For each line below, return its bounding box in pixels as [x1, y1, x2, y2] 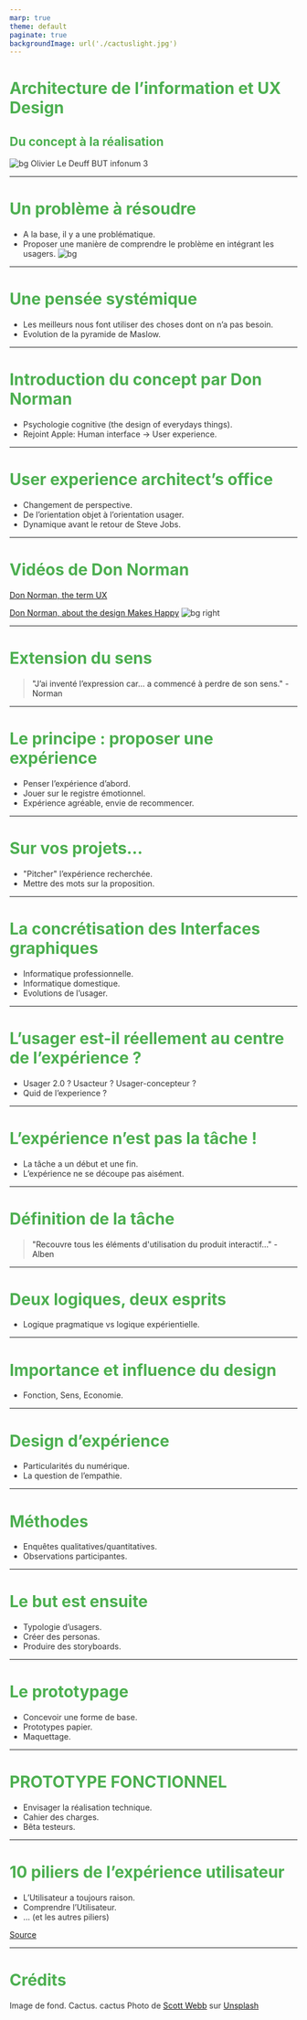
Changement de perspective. [22, 500, 132, 510]
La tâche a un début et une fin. [22, 1158, 139, 1169]
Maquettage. [22, 1731, 71, 1742]
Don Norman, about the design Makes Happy [9, 607, 180, 618]
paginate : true [9, 30, 68, 39]
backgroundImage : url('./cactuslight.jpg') [9, 38, 178, 48]
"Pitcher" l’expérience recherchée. [22, 868, 153, 879]
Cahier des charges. [22, 1812, 100, 1823]
